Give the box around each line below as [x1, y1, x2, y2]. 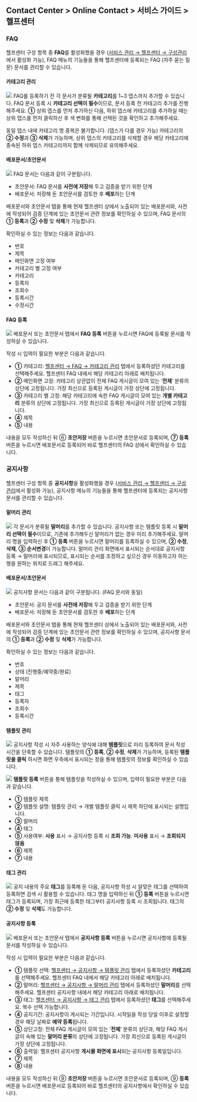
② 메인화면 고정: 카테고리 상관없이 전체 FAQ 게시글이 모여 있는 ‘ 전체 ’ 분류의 [14, 378, 189, 385]
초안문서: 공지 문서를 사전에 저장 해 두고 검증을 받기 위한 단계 [14, 601, 152, 608]
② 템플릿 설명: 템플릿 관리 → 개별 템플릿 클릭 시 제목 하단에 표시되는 [14, 803, 174, 810]
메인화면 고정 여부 [14, 257, 56, 264]
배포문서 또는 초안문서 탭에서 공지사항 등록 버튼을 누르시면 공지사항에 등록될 [13, 934, 187, 941]
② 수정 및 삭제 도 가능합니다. [6, 905, 73, 912]
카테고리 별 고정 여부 [14, 264, 62, 272]
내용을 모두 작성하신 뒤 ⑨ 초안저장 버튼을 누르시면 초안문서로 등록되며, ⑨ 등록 [6, 1074, 189, 1082]
